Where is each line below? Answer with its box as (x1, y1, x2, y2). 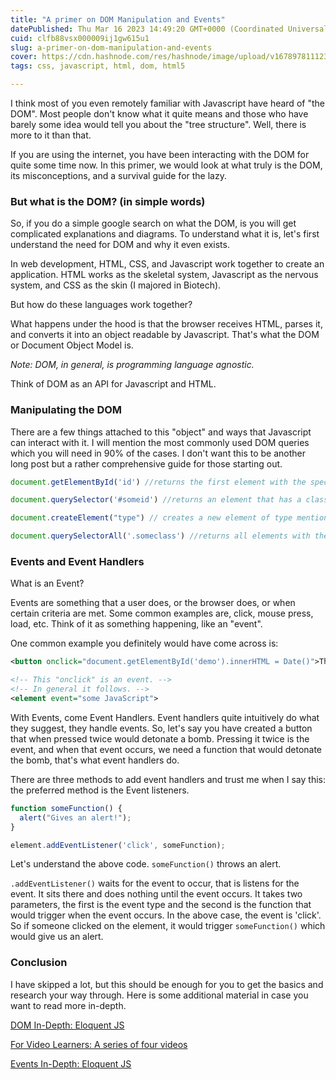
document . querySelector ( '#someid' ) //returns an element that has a (10, 495, 302, 505)
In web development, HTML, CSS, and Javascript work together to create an (10, 258, 325, 270)
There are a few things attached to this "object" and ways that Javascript (10, 426, 312, 438)
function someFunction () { (10, 803, 123, 813)
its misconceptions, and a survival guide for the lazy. (10, 170, 227, 181)
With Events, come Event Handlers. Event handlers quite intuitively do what (10, 711, 320, 723)
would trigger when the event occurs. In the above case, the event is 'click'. (10, 909, 322, 921)
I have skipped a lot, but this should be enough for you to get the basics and (10, 978, 324, 990)
